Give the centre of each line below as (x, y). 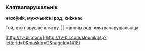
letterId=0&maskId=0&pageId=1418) (43, 43)
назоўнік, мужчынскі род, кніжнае (44, 18)
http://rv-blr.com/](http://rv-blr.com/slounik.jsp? (57, 38)
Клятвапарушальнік (32, 7)
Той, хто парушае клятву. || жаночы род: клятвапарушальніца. (73, 28)
